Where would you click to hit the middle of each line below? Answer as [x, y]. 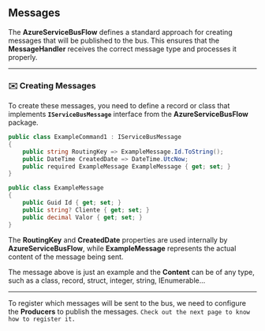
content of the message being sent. [66, 257]
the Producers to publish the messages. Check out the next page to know [129, 311]
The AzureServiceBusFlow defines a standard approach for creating [120, 32]
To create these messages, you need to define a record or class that [119, 106]
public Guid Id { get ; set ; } [72, 203]
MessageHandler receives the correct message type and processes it [122, 49]
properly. [23, 57]
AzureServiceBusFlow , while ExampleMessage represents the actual [122, 248]
